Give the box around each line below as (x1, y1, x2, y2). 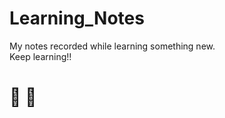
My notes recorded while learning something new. (9, 40, 216, 52)
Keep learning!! (9, 50, 72, 62)
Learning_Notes (9, 7, 145, 30)
